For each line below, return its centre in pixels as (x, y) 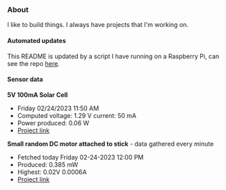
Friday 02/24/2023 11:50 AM (58, 108)
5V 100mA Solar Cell (38, 94)
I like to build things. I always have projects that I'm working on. (98, 25)
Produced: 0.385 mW (48, 164)
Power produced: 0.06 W (53, 123)
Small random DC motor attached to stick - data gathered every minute (111, 144)
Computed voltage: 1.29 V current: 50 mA (77, 115)
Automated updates (37, 40)
